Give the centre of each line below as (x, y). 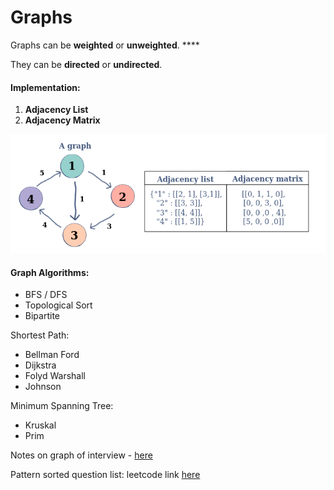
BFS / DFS (46, 295)
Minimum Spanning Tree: (62, 406)
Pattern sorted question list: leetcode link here (105, 475)
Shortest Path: (40, 335)
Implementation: (45, 87)
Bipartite (42, 316)
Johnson (43, 387)
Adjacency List (56, 110)
